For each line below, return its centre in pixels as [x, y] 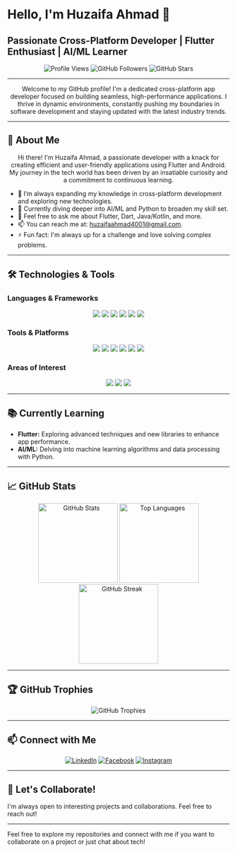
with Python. [36, 456]
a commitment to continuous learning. [119, 180]
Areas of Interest [37, 367]
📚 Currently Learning [56, 413]
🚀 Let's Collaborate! [52, 789]
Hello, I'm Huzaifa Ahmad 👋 [89, 14]
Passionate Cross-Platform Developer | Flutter [111, 41]
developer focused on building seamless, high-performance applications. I [119, 96]
